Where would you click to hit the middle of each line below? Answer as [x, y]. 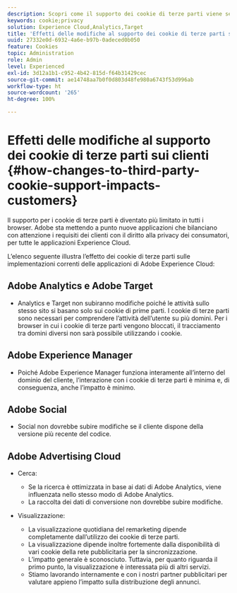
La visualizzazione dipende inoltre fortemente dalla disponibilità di [124, 544]
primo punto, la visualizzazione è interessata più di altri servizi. [119, 567]
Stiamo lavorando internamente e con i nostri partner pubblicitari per [128, 575]
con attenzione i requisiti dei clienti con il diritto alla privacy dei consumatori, [119, 235]
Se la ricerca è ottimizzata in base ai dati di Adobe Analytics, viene [125, 487]
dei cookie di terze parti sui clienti [108, 155]
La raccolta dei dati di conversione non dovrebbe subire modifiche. [126, 502]
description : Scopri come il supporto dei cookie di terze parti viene [115, 14]
